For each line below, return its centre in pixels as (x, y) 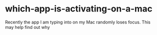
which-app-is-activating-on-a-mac (79, 9)
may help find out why (28, 27)
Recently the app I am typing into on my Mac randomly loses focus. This (78, 22)
